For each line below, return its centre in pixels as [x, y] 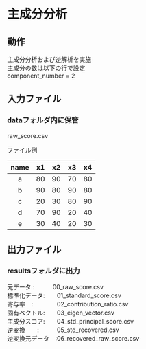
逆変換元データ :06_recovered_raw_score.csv [73, 339]
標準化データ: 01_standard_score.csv [64, 295]
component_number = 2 [41, 76]
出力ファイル [34, 250]
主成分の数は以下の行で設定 [46, 68]
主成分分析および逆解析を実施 [49, 59]
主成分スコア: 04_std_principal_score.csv [71, 322]
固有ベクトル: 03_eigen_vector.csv [61, 313]
